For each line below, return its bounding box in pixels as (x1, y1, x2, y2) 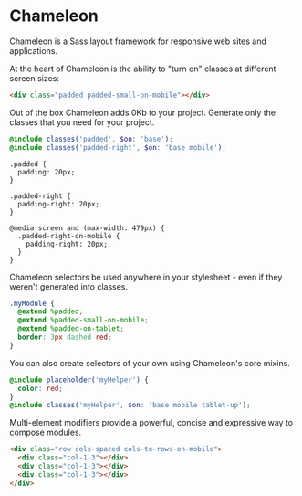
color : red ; (17, 384, 64, 393)
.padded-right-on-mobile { (17, 231, 120, 240)
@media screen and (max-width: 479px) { (9, 223, 166, 233)
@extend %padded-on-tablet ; (17, 324, 125, 333)
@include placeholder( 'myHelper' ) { (9, 375, 149, 385)
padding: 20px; (17, 167, 76, 176)
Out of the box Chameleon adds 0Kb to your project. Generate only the (9, 107, 276, 118)
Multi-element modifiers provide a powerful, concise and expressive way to (9, 417, 294, 428)
